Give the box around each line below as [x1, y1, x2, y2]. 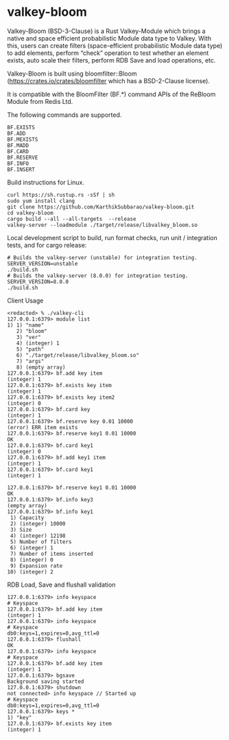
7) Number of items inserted [10, 550, 94, 557]
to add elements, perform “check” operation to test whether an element [7, 49, 209, 57]
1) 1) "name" [7, 321, 45, 329]
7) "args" [16, 358, 45, 364]
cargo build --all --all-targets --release [7, 215, 136, 222]
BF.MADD [7, 142, 29, 149]
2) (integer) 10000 [10, 520, 67, 527]
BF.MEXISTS [7, 135, 38, 143]
